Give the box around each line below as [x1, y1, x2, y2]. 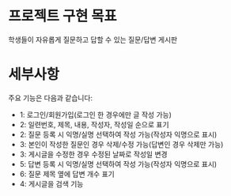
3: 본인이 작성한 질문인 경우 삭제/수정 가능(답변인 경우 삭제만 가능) [19, 139, 224, 149]
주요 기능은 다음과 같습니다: [8, 92, 93, 103]
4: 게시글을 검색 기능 [19, 179, 84, 188]
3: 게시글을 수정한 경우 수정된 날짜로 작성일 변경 [19, 149, 168, 159]
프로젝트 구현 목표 [8, 7, 117, 25]
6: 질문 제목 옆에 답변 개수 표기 [19, 169, 115, 179]
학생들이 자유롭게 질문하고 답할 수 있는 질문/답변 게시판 [8, 35, 178, 44]
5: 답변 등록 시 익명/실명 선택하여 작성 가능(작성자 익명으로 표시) [19, 159, 218, 168]
